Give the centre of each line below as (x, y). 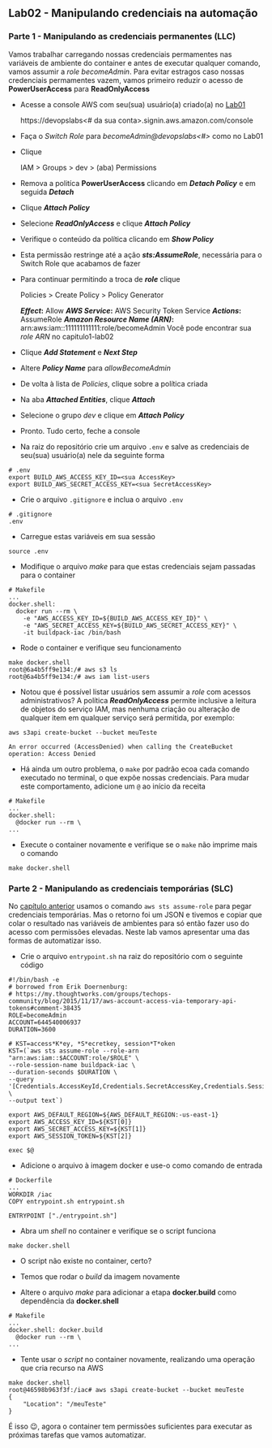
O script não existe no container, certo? (86, 1260)
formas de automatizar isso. (55, 940)
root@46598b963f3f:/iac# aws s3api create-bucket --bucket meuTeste (126, 1390)
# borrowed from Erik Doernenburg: (68, 987)
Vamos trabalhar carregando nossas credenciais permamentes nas (120, 54)
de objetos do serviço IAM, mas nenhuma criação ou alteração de (130, 709)
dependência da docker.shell (69, 1301)
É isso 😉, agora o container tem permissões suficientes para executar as (130, 1426)
